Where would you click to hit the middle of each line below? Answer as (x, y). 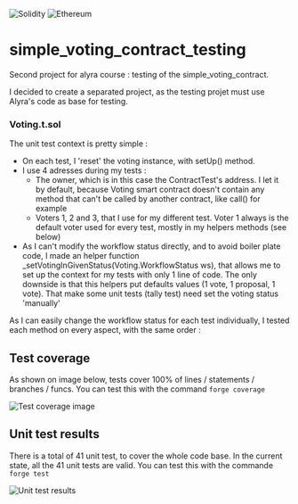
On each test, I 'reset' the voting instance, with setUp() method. (138, 161)
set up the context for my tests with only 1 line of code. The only (140, 275)
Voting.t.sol (35, 124)
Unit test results (54, 434)
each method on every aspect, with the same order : (105, 330)
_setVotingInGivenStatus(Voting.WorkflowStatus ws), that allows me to (151, 265)
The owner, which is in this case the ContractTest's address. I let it (157, 180)
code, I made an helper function (81, 256)
